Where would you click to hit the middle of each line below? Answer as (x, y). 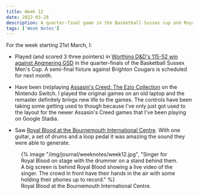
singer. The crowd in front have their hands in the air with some (98, 174)
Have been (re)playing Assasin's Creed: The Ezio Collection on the (96, 87)
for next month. (33, 76)
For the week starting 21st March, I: (49, 45)
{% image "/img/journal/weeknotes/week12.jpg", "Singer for (94, 155)
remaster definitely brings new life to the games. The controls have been (103, 100)
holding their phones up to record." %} (68, 180)
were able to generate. (42, 143)
